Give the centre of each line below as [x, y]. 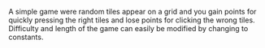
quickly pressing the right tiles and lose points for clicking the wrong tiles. [132, 20]
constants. [26, 37]
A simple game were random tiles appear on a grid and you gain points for [132, 12]
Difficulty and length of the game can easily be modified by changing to [128, 28]
